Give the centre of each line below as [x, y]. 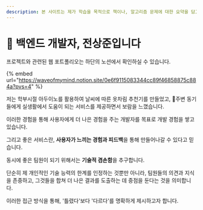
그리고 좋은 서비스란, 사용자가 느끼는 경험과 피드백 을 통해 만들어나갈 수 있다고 [97, 139]
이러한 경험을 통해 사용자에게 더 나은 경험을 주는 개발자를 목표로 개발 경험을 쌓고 [101, 119]
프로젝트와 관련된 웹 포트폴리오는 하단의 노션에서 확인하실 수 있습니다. [89, 62]
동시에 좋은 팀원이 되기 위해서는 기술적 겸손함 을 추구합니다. [76, 160]
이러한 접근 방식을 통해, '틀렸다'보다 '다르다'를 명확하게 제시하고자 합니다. [92, 200]
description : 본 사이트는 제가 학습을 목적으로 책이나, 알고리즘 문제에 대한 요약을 [97, 12]
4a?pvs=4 [19, 86]
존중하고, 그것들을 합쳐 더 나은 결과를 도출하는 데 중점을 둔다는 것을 [91, 180]
